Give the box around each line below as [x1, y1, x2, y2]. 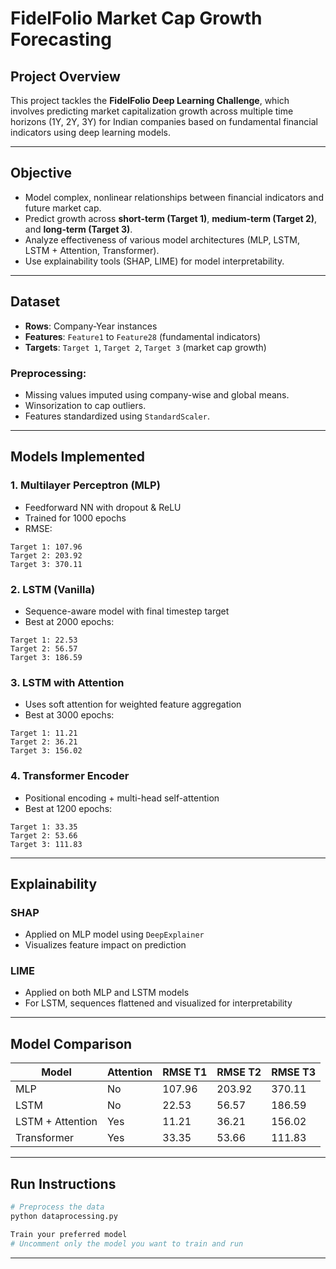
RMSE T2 [216, 1065, 262, 1079]
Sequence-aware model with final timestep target [24, 605, 230, 617]
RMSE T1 [162, 1065, 208, 1079]
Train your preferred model [10, 1229, 128, 1239]
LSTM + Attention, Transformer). [24, 244, 160, 256]
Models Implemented [10, 448, 146, 466]
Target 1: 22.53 [10, 635, 78, 645]
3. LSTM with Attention [10, 675, 125, 689]
